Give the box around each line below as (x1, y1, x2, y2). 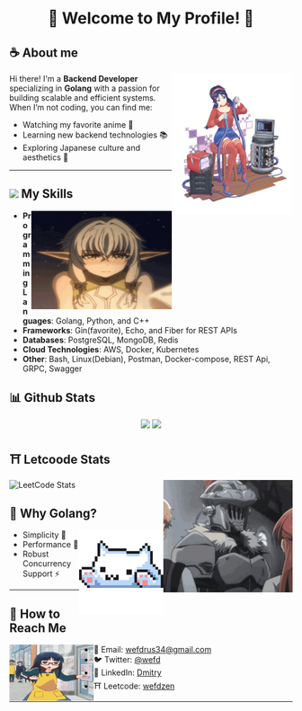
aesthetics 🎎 (22, 152, 69, 163)
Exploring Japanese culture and (22, 143, 141, 153)
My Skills (21, 186, 74, 201)
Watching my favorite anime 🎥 (22, 120, 134, 129)
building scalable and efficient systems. (9, 93, 156, 102)
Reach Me (9, 620, 67, 635)
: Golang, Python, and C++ (50, 315, 150, 326)
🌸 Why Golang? (9, 505, 97, 520)
